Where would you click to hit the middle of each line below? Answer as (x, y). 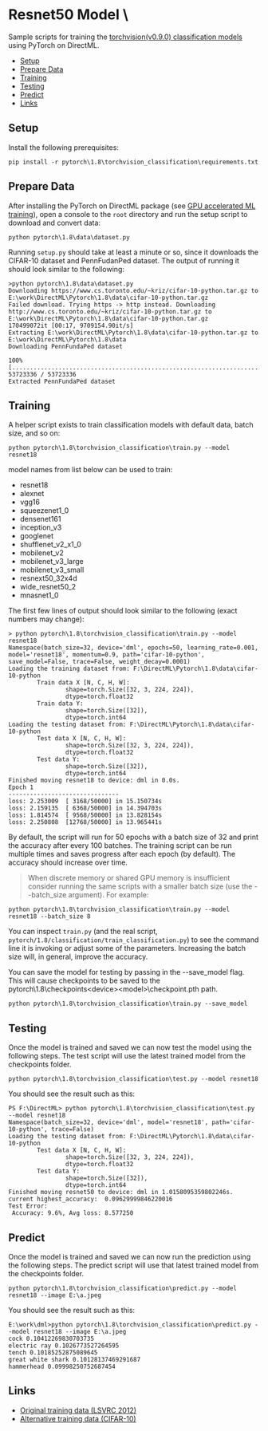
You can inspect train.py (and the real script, (83, 932)
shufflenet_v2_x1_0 (51, 545)
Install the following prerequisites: (64, 147)
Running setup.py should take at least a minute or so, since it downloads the (134, 252)
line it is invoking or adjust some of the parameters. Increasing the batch (127, 948)
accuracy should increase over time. (68, 862)
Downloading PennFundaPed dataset (66, 346)
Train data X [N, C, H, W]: (83, 683)
